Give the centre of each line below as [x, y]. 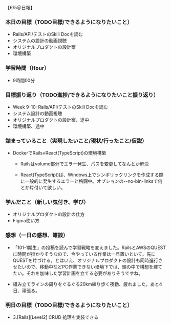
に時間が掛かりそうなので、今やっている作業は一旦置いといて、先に [84, 254]
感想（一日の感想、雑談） [37, 235]
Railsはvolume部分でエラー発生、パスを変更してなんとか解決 [85, 164]
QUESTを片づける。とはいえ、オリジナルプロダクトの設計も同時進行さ [88, 260]
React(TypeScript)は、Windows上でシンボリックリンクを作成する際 [92, 175]
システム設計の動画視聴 [37, 113]
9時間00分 [24, 80]
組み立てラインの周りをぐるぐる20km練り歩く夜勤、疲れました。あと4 [87, 284]
